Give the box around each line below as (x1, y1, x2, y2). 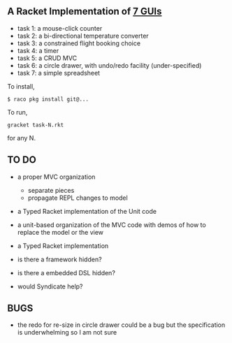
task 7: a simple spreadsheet (17, 68, 100, 77)
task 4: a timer (17, 46, 59, 54)
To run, (7, 108, 28, 116)
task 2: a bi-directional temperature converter (17, 31, 149, 40)
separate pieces (27, 186, 75, 194)
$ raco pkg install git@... (7, 96, 89, 103)
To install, (7, 82, 35, 90)
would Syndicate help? (17, 282, 83, 291)
